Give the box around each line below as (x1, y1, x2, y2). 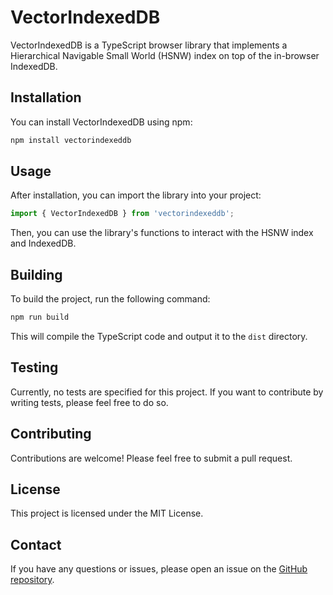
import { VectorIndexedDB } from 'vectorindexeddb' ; (10, 209, 235, 219)
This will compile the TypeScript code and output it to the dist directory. (10, 331, 308, 342)
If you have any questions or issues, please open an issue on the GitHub (10, 563, 308, 575)
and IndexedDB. (10, 237, 77, 250)
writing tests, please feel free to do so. (10, 396, 169, 408)
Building (10, 266, 63, 283)
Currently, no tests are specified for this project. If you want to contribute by (10, 386, 324, 398)
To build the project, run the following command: (10, 293, 211, 305)
